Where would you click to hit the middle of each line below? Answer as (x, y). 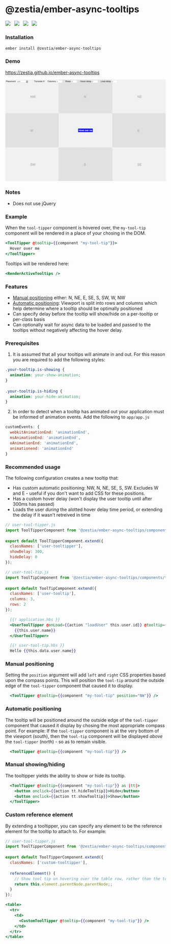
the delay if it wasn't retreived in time (51, 514)
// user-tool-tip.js (27, 572)
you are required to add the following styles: (59, 360)
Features (17, 287)
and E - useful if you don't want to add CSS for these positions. (79, 493)
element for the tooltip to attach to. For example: (56, 831)
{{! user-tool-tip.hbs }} (37, 646)
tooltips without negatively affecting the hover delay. (68, 330)
